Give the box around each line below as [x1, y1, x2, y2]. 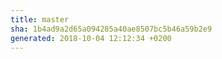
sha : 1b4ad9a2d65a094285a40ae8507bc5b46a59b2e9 [10, 24, 213, 34]
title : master [10, 14, 70, 25]
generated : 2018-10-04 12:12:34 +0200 [10, 33, 172, 43]
